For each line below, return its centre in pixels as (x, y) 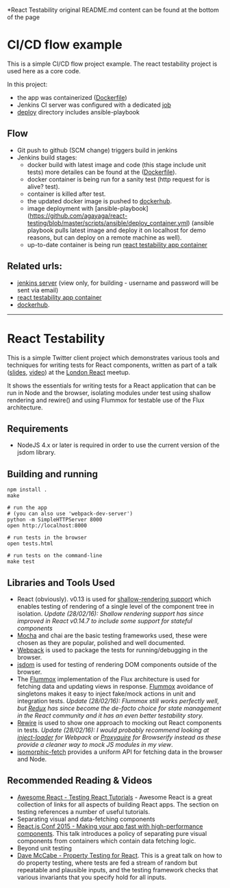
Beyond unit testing (44, 848)
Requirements (38, 428)
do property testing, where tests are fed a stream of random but (107, 863)
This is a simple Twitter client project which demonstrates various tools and (114, 357)
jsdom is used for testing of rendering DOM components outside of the (117, 664)
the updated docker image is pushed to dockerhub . (100, 201)
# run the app (27, 508)
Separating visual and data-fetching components (86, 819)
